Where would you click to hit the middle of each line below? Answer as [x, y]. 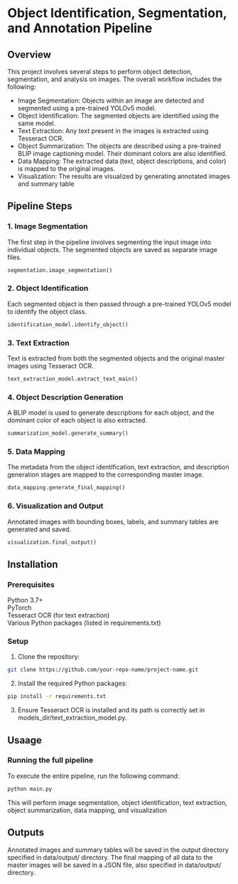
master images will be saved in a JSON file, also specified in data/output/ [114, 865]
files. [15, 257]
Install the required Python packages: [72, 683]
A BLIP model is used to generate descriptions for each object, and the [111, 413]
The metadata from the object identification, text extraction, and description [118, 467]
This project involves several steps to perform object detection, [100, 72]
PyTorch [20, 608]
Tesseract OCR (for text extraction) [59, 615]
